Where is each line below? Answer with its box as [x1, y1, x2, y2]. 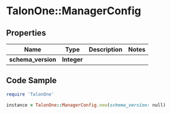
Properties [6, 28, 46, 38]
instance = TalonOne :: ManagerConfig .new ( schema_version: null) [6, 102, 166, 108]
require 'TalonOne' [6, 91, 55, 97]
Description [88, 46, 123, 53]
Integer [62, 55, 83, 64]
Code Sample [6, 75, 57, 85]
